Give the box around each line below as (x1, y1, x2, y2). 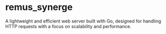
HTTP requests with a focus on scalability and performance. (5, 23, 131, 29)
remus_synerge (5, 1, 73, 13)
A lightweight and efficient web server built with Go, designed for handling (5, 18, 161, 24)
